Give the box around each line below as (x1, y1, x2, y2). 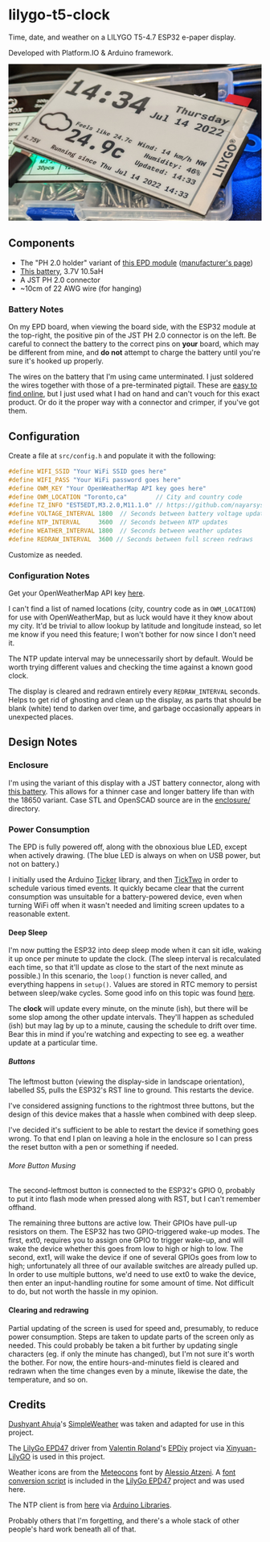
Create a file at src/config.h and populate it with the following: (8, 450, 216, 460)
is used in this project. (31, 1452, 106, 1461)
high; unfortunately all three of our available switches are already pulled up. (8, 1261, 259, 1270)
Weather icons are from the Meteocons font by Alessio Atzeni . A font (8, 1468, 236, 1478)
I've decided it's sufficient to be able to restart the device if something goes (8, 1125, 260, 1135)
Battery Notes (8, 304, 64, 315)
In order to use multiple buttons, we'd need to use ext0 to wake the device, (8, 1270, 256, 1279)
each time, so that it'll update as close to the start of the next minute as (8, 963, 243, 972)
